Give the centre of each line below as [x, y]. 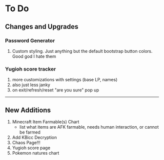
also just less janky [31, 85]
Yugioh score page [31, 148]
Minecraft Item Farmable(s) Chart [46, 122]
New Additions [28, 110]
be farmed [30, 132]
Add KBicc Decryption [34, 137]
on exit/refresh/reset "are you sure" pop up [55, 90]
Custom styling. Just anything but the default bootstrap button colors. [82, 51]
